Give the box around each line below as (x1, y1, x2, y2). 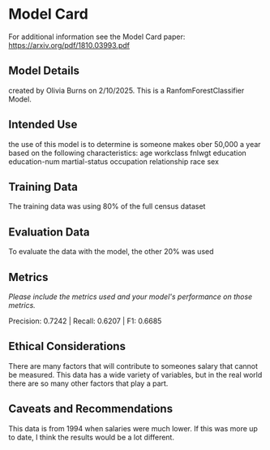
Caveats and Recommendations (8, 402, 173, 416)
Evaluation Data (8, 225, 90, 239)
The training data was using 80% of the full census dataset (8, 201, 206, 211)
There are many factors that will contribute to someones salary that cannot (8, 361, 258, 370)
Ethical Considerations (8, 340, 126, 353)
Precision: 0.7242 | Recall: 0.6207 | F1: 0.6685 (8, 316, 162, 326)
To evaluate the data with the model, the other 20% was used (8, 247, 214, 257)
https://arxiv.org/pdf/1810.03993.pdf (8, 40, 130, 50)
